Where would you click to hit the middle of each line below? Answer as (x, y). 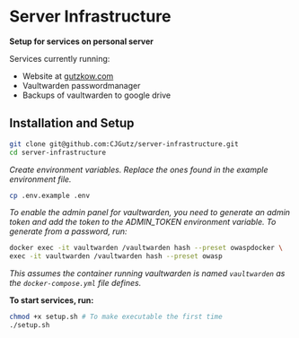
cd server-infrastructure (57, 152)
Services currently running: (60, 58)
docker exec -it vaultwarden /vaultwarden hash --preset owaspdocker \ (146, 248)
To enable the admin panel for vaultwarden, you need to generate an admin (149, 212)
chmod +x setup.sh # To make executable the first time (116, 317)
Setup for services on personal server (82, 41)
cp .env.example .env (50, 195)
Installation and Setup (72, 123)
